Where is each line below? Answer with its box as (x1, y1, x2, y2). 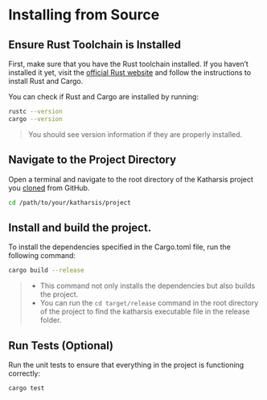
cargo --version (8, 115, 63, 123)
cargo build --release (8, 266, 84, 275)
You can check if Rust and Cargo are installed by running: (8, 92, 199, 102)
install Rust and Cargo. (8, 77, 84, 85)
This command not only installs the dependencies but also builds (39, 281, 256, 291)
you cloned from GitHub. (8, 183, 90, 193)
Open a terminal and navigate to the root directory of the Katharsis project (8, 174, 253, 184)
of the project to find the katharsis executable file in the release (39, 306, 250, 316)
